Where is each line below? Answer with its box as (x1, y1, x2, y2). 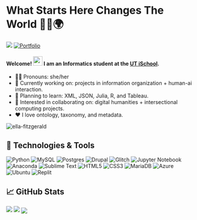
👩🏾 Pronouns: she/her (14, 73, 69, 81)
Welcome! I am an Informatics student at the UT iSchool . (6, 60, 160, 67)
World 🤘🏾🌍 (6, 17, 64, 31)
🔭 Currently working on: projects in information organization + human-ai (14, 80, 192, 87)
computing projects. (14, 105, 64, 112)
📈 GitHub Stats (6, 187, 64, 197)
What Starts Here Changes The (6, 4, 164, 17)
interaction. (14, 86, 43, 93)
